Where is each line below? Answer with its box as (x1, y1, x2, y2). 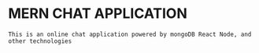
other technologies (8, 37, 72, 45)
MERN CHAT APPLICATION (8, 5, 187, 23)
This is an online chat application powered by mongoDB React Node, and (8, 30, 252, 38)
